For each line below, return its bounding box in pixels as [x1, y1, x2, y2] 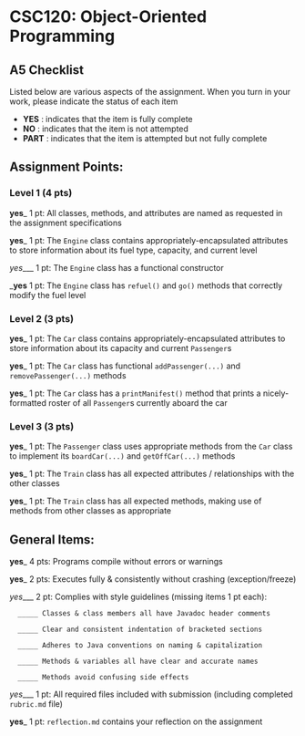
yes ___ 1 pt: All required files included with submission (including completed [9, 689, 293, 700]
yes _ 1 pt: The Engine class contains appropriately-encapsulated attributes [9, 234, 289, 245]
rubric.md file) [9, 699, 64, 710]
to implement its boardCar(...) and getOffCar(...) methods [9, 451, 236, 461]
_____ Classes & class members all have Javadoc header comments [17, 609, 271, 618]
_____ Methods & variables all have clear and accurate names [17, 657, 259, 667]
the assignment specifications [9, 217, 123, 228]
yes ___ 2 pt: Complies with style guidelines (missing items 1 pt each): [9, 591, 267, 603]
